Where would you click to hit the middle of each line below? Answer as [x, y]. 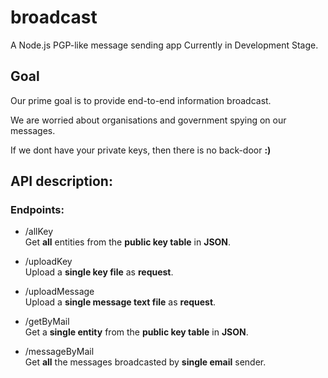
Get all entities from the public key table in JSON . [128, 242]
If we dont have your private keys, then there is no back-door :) [141, 150]
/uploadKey [48, 262]
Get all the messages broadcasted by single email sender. [145, 362]
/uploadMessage [59, 292]
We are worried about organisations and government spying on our [148, 120]
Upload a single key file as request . [99, 272]
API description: [61, 181]
